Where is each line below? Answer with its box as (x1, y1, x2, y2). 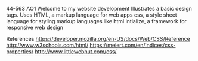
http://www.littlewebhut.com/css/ (35, 48, 117, 55)
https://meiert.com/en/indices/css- (89, 41, 176, 49)
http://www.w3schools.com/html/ (6, 41, 89, 49)
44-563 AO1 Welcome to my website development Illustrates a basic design (6, 5, 193, 12)
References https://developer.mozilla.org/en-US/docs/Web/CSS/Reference (6, 36, 191, 42)
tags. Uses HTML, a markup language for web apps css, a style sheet (6, 11, 177, 18)
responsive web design (6, 24, 64, 31)
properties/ (6, 48, 34, 55)
